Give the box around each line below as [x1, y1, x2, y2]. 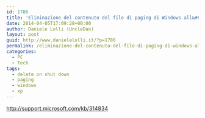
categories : [6, 49, 37, 55]
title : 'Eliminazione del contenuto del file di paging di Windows [6, 15, 182, 21]
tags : [6, 65, 20, 72]
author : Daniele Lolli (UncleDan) [6, 26, 95, 32]
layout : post [6, 32, 40, 38]
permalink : [6, 43, 34, 49]
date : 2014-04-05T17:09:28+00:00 [6, 20, 92, 26]
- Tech [12, 60, 29, 66]
